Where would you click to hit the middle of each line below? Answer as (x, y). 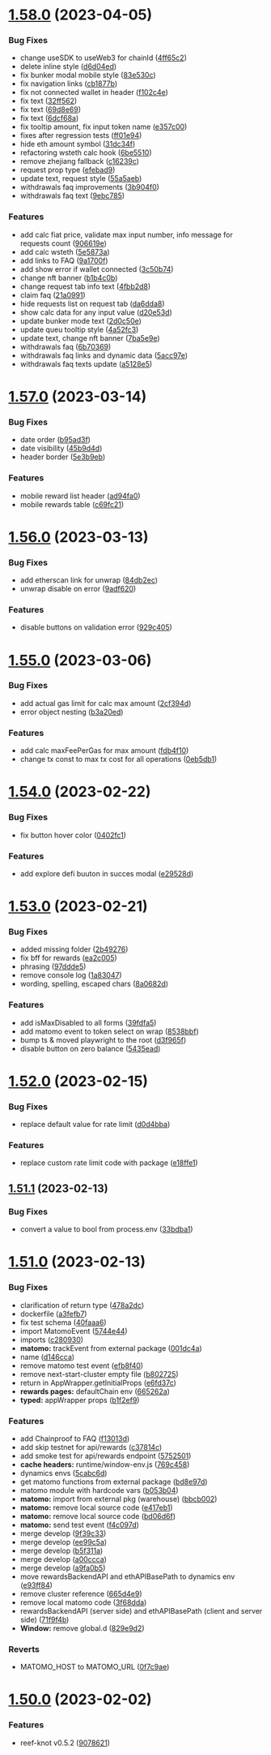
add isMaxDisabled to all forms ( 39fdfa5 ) (88, 1022)
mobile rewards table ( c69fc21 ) (72, 504)
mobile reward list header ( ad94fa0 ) (80, 496)
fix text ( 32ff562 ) (49, 101)
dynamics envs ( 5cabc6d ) (64, 1473)
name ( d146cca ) (47, 1357)
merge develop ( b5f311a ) (61, 1551)
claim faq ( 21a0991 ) (53, 295)
